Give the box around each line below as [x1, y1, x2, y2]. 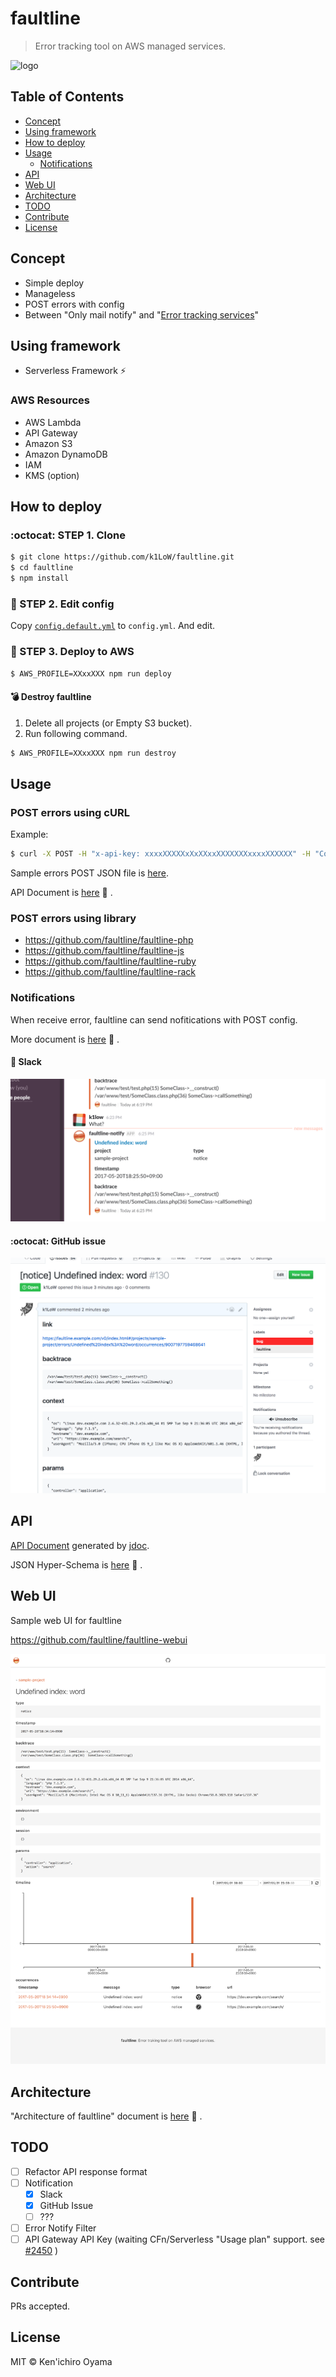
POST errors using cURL [10, 805, 130, 819]
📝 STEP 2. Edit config [10, 597, 115, 611]
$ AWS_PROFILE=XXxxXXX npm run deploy [10, 668, 172, 679]
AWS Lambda [24, 416, 82, 428]
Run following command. [24, 727, 128, 739]
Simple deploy [24, 277, 85, 289]
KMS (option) [24, 469, 80, 481]
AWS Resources [10, 393, 90, 407]
